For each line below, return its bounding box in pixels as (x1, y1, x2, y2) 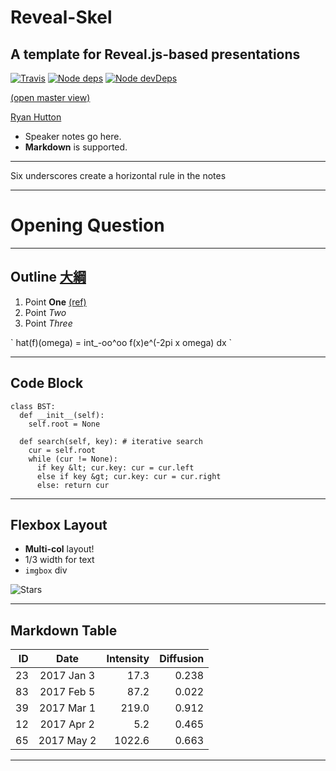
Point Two (24, 306, 67, 318)
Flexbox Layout (10, 516, 108, 533)
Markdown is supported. (24, 141, 128, 153)
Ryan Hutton (10, 111, 62, 123)
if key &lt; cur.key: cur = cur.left (36, 462, 195, 473)
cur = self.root (28, 445, 97, 455)
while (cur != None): (28, 454, 118, 464)
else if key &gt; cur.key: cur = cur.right (36, 471, 222, 481)
